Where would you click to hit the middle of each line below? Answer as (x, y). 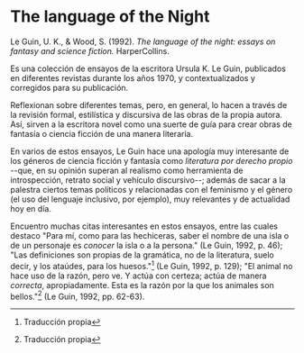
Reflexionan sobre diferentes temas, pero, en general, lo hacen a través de (149, 104)
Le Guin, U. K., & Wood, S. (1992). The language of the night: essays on (143, 41)
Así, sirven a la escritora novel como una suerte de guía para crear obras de (151, 124)
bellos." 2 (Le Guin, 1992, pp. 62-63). (78, 295)
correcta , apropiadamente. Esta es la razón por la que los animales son (142, 285)
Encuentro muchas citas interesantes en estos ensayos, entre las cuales (144, 226)
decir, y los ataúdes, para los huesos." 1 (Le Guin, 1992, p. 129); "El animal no (152, 265)
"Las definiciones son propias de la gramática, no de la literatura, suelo (142, 255)
